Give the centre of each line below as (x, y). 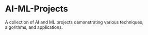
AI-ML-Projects (37, 9)
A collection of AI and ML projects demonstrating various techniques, (74, 22)
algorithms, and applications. (34, 27)
